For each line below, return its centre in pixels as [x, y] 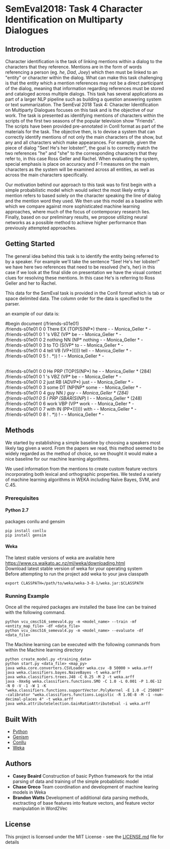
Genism [20, 737]
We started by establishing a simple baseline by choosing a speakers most [83, 442]
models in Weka [29, 792]
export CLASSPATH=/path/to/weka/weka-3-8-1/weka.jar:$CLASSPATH [74, 583]
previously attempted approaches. [41, 228]
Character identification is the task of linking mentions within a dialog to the [84, 61]
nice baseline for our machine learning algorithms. [58, 459]
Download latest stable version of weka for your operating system [74, 568]
